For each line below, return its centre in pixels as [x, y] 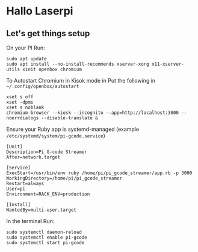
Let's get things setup [48, 33]
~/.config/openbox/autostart [43, 86]
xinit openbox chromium [52, 69]
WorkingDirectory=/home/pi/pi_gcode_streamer [64, 178]
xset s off [20, 97]
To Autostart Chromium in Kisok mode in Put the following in [81, 80]
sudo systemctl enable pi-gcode [47, 238]
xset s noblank [25, 107]
